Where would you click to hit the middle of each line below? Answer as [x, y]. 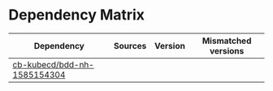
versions [227, 50]
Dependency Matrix [76, 15]
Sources [130, 45]
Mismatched [227, 41]
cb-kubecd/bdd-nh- [54, 64]
